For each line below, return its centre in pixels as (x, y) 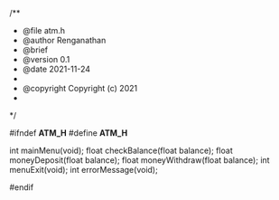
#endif (22, 187)
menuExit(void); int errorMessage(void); (84, 170)
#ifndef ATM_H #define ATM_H (69, 133)
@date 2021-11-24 (56, 69)
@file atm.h (44, 30)
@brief (35, 50)
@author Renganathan (64, 40)
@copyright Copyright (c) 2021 (80, 88)
